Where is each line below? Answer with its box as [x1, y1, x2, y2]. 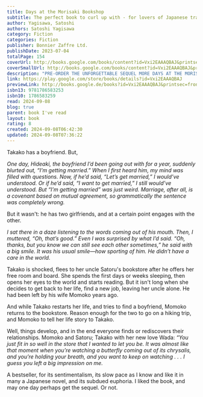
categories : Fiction [7, 37, 59, 43]
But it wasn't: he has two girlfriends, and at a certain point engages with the [7, 210, 195, 217]
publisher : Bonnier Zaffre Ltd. [7, 43, 88, 49]
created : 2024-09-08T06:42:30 [7, 127, 83, 133]
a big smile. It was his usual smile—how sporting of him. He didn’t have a [7, 248, 189, 255]
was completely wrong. [7, 198, 65, 205]
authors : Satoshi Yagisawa [7, 25, 75, 32]
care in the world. [7, 254, 51, 261]
